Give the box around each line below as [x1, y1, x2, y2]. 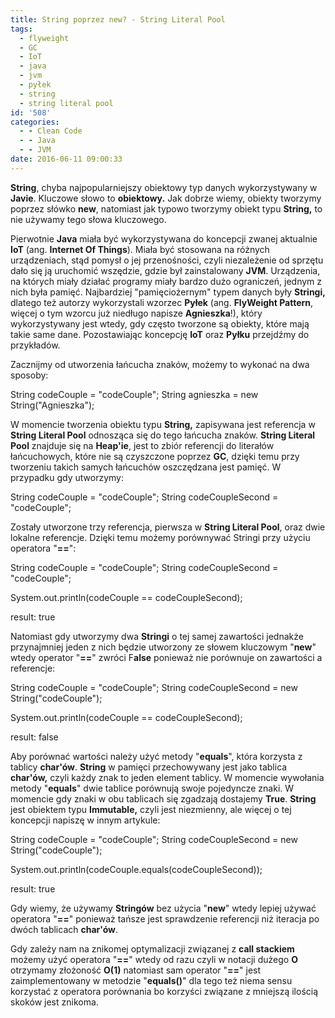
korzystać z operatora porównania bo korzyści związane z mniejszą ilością [10, 985, 319, 997]
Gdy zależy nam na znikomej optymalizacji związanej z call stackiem [10, 942, 295, 955]
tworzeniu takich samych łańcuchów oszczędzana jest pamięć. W [10, 461, 282, 473]
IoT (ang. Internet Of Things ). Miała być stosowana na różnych [10, 243, 270, 255]
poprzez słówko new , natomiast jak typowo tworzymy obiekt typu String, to [10, 202, 323, 215]
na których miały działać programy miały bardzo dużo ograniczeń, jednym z [10, 275, 323, 287]
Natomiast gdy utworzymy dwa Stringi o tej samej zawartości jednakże [10, 630, 304, 642]
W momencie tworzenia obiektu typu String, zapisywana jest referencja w [10, 418, 316, 430]
